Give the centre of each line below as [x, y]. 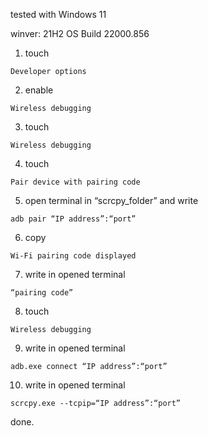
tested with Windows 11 [58, 14]
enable [39, 90]
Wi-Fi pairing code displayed [73, 256]
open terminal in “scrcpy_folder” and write [111, 200]
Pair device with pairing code [75, 182]
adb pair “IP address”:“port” [73, 219]
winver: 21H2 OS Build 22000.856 [80, 33]
